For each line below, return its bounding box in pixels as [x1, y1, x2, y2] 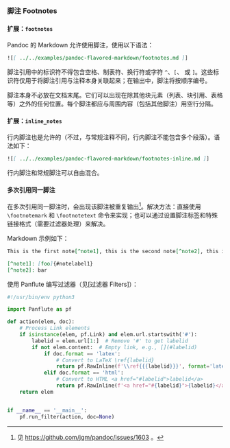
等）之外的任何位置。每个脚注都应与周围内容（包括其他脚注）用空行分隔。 [7, 99, 217, 108]
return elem [19, 388, 53, 395]
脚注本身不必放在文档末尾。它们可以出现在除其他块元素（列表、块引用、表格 [7, 91, 223, 99]
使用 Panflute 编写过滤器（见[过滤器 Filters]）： [7, 280, 139, 288]
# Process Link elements [19, 325, 90, 332]
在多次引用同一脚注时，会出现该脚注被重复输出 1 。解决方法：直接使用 [7, 201, 201, 211]
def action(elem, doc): [7, 318, 75, 325]
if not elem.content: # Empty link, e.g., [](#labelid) [31, 344, 197, 351]
